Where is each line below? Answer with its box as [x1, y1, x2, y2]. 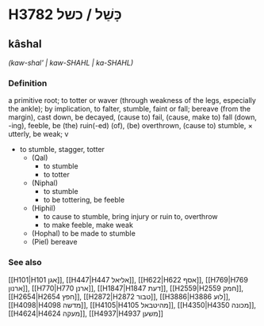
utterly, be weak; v [8, 129, 69, 139]
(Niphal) [31, 178, 58, 188]
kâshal [8, 37, 42, 51]
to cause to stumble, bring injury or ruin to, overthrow [43, 212, 218, 222]
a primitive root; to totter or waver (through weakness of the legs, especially [8, 96, 256, 105]
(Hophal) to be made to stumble [31, 229, 136, 238]
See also [8, 257, 42, 268]
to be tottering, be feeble [43, 195, 125, 205]
